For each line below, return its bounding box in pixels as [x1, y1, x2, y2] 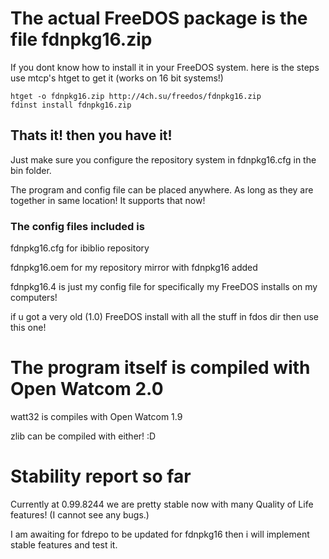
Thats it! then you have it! [10, 127, 173, 144]
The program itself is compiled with [10, 357, 311, 379]
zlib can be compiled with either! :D [10, 430, 157, 442]
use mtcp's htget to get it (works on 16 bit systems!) [10, 72, 224, 84]
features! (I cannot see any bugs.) [10, 508, 150, 521]
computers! [10, 292, 58, 304]
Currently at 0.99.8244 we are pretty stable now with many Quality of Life [10, 498, 314, 510]
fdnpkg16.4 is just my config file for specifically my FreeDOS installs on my [10, 281, 318, 293]
